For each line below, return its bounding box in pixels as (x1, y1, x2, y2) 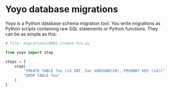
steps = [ (5, 59, 26, 64)
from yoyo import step (5, 50, 53, 55)
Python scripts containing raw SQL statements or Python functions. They (5, 25, 158, 31)
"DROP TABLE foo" (23, 73, 60, 78)
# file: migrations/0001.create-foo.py (5, 40, 90, 46)
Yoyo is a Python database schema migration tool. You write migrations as (5, 20, 161, 26)
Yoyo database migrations (5, 4, 119, 15)
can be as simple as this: (5, 31, 58, 37)
